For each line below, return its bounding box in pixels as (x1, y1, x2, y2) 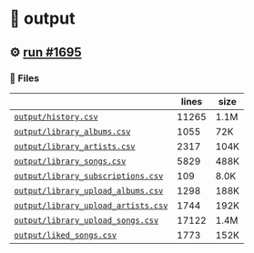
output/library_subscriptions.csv (14, 170, 164, 181)
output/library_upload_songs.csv (14, 215, 159, 226)
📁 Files (9, 72, 39, 85)
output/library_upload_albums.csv (14, 186, 164, 196)
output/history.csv (14, 111, 98, 122)
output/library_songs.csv (14, 156, 127, 167)
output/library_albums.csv (14, 126, 131, 137)
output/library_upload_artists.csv (14, 200, 168, 210)
